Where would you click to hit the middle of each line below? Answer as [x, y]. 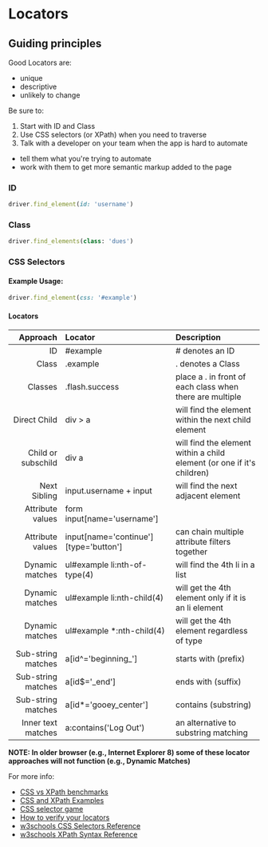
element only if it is [211, 597]
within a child [200, 453]
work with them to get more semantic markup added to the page [126, 167]
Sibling [44, 495]
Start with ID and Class [57, 126]
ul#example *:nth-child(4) [115, 630]
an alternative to [206, 722]
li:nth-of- [129, 565]
